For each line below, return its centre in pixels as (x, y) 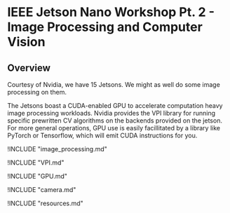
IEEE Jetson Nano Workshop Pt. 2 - (111, 12)
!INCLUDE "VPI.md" (36, 163)
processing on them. (37, 92)
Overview (29, 68)
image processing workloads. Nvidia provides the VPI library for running (111, 113)
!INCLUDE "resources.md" (46, 203)
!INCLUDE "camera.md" (42, 190)
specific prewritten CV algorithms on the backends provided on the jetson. (115, 121)
